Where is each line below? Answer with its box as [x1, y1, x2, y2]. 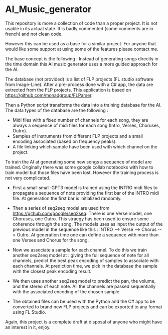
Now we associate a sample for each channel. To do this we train [12, 246, 147, 253]
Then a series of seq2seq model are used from [12, 205, 110, 211]
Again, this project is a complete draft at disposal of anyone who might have [5, 318, 162, 325]
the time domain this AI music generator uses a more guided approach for [5, 61, 158, 67]
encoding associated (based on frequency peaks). [12, 138, 117, 144]
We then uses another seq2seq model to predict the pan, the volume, [12, 278, 156, 284]
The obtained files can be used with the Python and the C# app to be [12, 298, 155, 304]
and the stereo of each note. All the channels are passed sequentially [12, 283, 156, 289]
